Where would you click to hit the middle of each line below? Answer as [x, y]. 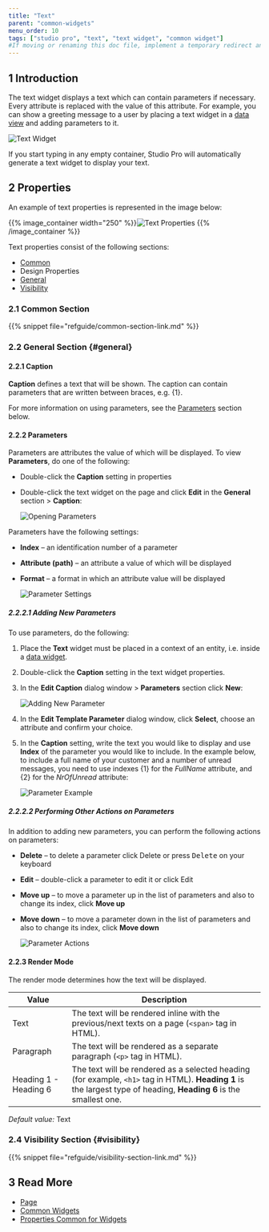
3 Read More [41, 1183]
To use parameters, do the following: [69, 633]
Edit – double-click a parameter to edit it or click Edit [106, 880]
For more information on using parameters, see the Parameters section [125, 408]
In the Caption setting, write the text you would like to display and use [135, 743]
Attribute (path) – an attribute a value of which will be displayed [126, 563]
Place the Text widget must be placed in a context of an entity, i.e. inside [140, 649]
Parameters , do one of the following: [69, 461]
